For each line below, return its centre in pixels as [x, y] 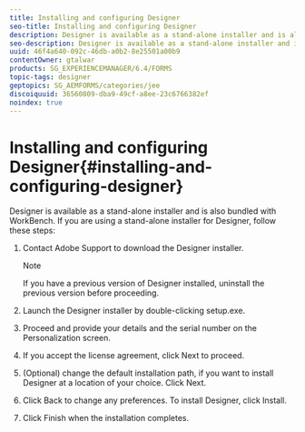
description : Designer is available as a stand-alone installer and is [148, 35]
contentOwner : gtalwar [52, 60]
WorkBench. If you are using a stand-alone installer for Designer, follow [143, 221]
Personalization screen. [67, 338]
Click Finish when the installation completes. [105, 418]
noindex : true [36, 102]
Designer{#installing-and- [111, 167]
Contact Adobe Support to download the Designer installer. [133, 248]
